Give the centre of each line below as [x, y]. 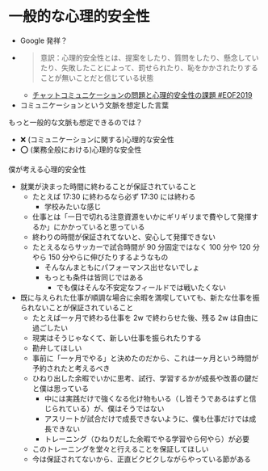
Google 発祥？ [44, 40]
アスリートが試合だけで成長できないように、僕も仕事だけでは [147, 418]
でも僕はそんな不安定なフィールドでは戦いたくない [141, 287]
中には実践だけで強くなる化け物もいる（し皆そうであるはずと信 [150, 398]
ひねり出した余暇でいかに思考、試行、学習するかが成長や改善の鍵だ [145, 378]
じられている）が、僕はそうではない [104, 408]
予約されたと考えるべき [71, 368]
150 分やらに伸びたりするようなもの [108, 257]
